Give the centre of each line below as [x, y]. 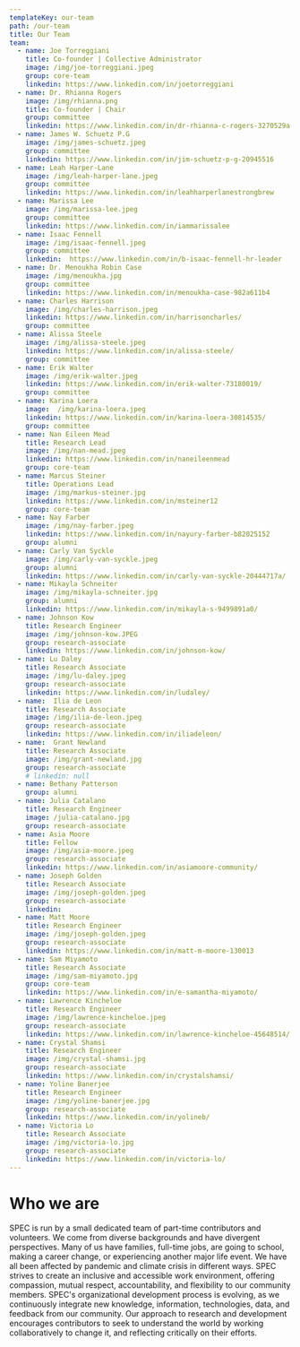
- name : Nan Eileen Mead [64, 434]
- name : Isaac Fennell [60, 234]
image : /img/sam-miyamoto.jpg [82, 976]
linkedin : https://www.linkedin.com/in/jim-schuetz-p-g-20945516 [150, 159]
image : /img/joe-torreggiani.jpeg [90, 68]
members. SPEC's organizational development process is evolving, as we [145, 1295]
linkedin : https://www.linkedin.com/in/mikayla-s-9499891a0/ [141, 609]
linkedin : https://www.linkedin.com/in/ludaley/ [118, 692]
